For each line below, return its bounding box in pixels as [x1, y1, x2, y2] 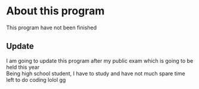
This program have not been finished [6, 24, 97, 31]
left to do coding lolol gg [6, 76, 66, 83]
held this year [6, 63, 40, 70]
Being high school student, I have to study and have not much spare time [6, 70, 186, 77]
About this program [6, 4, 105, 18]
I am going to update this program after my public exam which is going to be [6, 57, 194, 64]
